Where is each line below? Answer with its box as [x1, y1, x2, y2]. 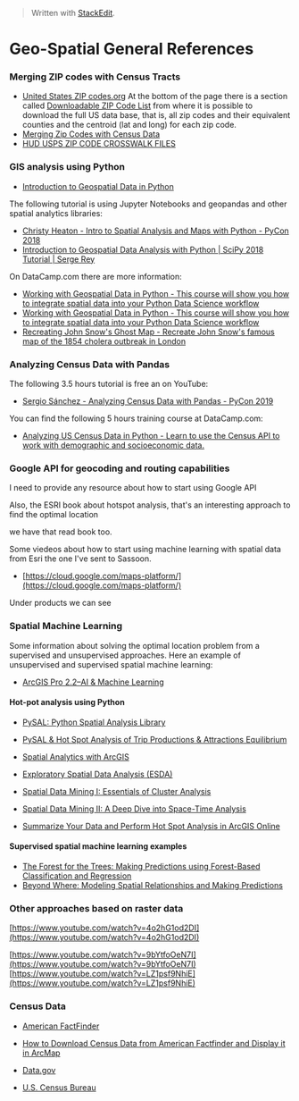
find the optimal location [9, 509, 99, 520]
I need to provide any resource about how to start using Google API [9, 483, 257, 493]
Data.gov [21, 1064, 56, 1075]
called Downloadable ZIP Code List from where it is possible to [21, 100, 253, 111]
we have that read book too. [9, 526, 113, 537]
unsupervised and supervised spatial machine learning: [9, 659, 213, 669]
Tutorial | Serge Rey [21, 254, 96, 265]
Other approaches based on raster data [9, 903, 184, 914]
